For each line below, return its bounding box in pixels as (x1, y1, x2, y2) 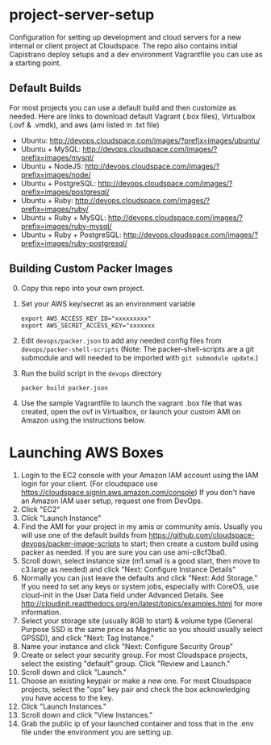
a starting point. (9, 58, 62, 68)
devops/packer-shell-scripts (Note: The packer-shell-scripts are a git (20, 344, 255, 354)
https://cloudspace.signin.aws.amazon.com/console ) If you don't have (20, 487, 256, 497)
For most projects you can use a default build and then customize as (9, 102, 237, 112)
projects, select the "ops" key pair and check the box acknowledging (20, 684, 251, 694)
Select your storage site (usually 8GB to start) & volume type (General (20, 615, 253, 626)
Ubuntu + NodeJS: (20, 161, 84, 171)
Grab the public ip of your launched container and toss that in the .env (20, 718, 254, 728)
